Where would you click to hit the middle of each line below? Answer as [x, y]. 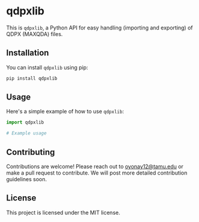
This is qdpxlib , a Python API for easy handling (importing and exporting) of [99, 28]
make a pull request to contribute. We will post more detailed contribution [97, 173]
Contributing [31, 152]
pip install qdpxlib [32, 78]
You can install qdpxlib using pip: [47, 67]
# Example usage [26, 133]
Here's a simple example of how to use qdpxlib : [65, 112]
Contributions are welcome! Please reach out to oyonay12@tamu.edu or [95, 166]
